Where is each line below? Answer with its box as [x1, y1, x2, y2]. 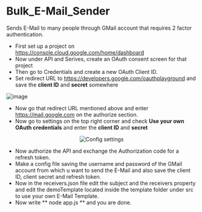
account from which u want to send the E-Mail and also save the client [15, 167, 191, 174]
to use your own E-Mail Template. [15, 192, 99, 199]
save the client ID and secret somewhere [15, 81, 119, 88]
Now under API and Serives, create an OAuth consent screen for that [15, 55, 187, 62]
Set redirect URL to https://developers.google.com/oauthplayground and [15, 75, 197, 82]
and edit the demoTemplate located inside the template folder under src [15, 186, 194, 193]
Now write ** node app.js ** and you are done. [15, 199, 132, 206]
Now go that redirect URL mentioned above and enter [15, 104, 149, 111]
